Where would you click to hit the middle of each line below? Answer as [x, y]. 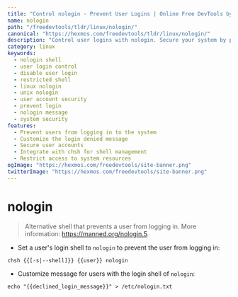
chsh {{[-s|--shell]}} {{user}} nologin [68, 260]
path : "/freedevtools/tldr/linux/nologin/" [73, 27]
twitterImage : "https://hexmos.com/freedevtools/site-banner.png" [107, 171]
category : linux [31, 47]
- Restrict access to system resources [73, 159]
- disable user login [46, 73]
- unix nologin [36, 93]
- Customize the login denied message [71, 139]
